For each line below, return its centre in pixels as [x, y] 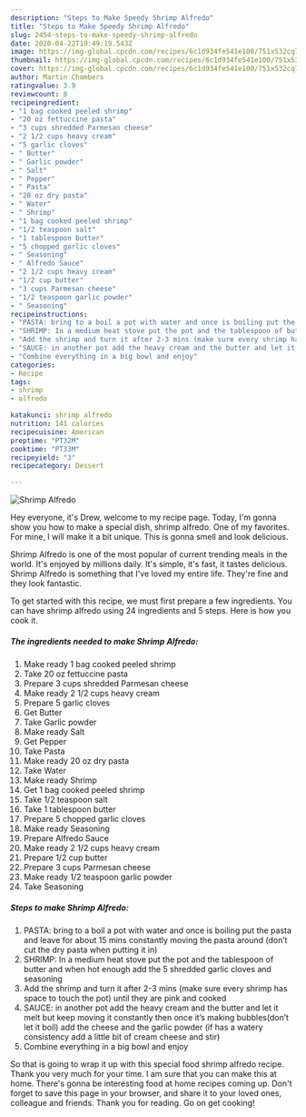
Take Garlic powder [60, 722]
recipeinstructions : [49, 314]
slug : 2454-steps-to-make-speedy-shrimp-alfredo [104, 35]
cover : [23, 69]
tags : [20, 382]
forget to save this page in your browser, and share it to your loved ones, [146, 1093]
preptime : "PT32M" [45, 441]
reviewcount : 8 [39, 94]
